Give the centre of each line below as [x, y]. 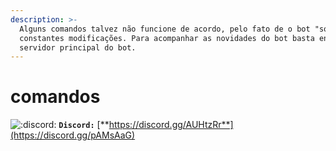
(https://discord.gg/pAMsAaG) [73, 135]
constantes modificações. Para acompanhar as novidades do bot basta [167, 38]
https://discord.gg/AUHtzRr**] [171, 125]
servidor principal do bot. [78, 47]
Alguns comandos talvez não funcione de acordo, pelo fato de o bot [165, 29]
